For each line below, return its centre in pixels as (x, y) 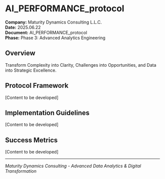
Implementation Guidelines (47, 113)
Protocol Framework (37, 86)
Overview (20, 53)
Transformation (21, 171)
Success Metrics (31, 140)
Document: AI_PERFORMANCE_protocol (46, 32)
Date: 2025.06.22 (23, 27)
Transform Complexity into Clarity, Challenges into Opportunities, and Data (81, 65)
